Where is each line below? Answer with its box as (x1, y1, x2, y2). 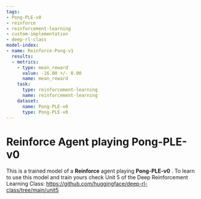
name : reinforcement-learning (22, 92, 98, 98)
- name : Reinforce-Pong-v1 (6, 48, 74, 54)
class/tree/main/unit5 (6, 186, 59, 194)
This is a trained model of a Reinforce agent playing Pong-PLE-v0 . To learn (6, 167, 195, 174)
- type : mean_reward (17, 64, 68, 71)
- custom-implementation (6, 31, 68, 37)
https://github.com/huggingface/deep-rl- (46, 180, 148, 188)
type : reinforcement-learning (22, 87, 98, 93)
